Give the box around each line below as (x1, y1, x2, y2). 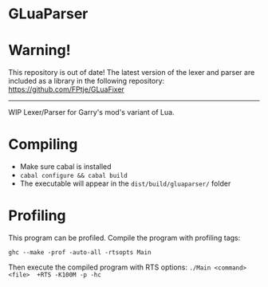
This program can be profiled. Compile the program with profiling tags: (8, 233, 241, 242)
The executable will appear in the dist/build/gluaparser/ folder (19, 179, 231, 188)
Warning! (8, 41, 71, 60)
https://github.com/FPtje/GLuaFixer (8, 85, 125, 94)
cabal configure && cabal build (19, 172, 128, 180)
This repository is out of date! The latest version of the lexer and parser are (8, 68, 255, 77)
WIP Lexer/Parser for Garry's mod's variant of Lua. (8, 108, 175, 117)
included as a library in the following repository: (8, 77, 165, 86)
